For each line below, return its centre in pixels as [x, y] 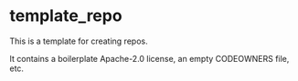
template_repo [66, 16]
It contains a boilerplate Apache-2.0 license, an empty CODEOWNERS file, [149, 58]
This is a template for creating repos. [79, 41]
